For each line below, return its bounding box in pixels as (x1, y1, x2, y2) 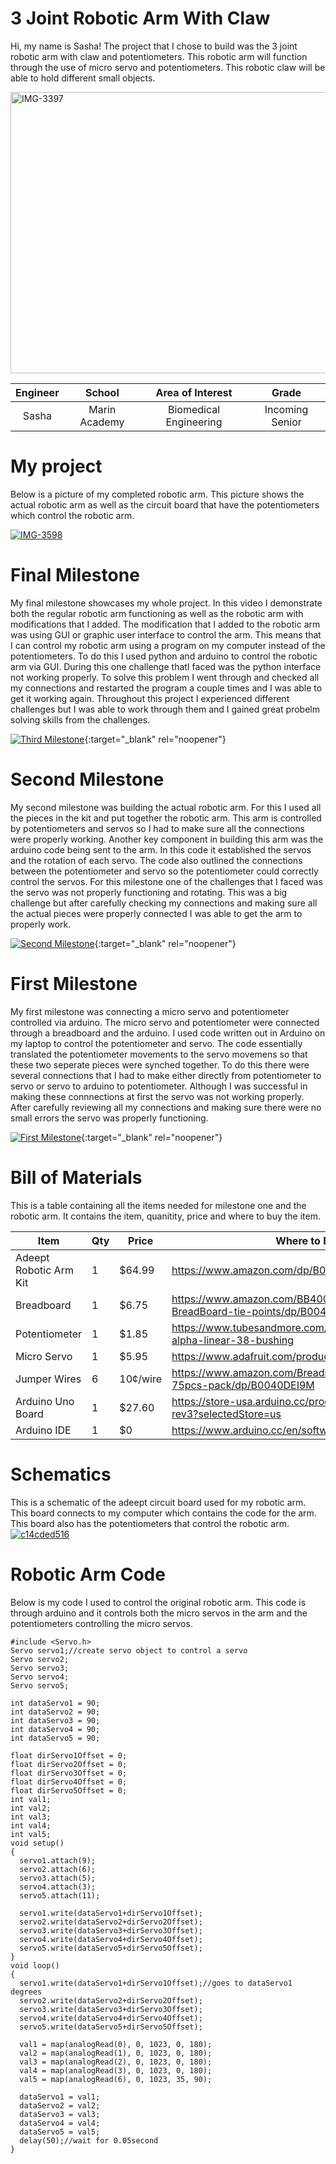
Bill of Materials (10, 1166, 143, 1189)
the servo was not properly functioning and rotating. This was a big (10, 886, 288, 898)
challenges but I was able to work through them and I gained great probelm (10, 703, 320, 715)
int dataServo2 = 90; (10, 1707, 101, 1717)
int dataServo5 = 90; (10, 1733, 101, 1743)
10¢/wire (119, 1372, 163, 1386)
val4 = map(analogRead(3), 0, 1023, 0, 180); (19, 2065, 213, 2076)
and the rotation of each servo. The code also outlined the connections (10, 854, 303, 866)
